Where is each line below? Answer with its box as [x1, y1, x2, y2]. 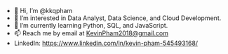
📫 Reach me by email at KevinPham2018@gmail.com [13, 29, 168, 37]
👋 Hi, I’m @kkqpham [13, 7, 73, 15]
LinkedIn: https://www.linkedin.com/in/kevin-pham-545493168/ [13, 39, 199, 47]
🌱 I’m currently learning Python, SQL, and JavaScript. [13, 21, 168, 29]
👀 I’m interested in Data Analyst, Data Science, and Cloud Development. [13, 14, 222, 22]
